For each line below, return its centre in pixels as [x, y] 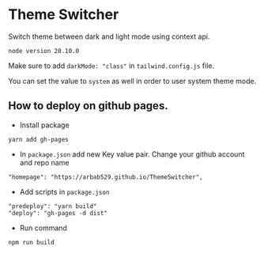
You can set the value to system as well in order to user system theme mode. [132, 81]
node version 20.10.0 [44, 51]
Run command [43, 228]
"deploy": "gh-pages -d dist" [58, 213]
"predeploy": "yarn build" [53, 206]
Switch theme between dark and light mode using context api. [109, 36]
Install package [44, 125]
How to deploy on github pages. [88, 106]
